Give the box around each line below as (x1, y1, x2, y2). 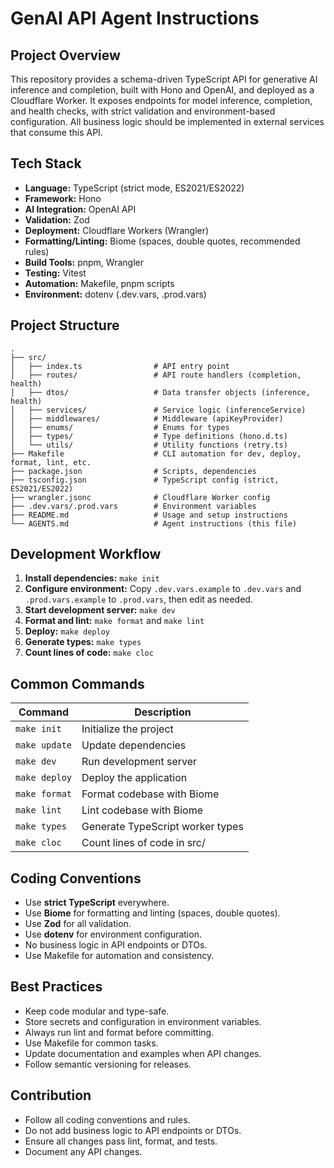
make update (15, 740, 73, 751)
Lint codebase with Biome (81, 803, 204, 817)
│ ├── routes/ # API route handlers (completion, (10, 370, 302, 380)
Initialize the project (81, 722, 174, 736)
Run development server (81, 755, 198, 769)
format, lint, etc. (10, 457, 92, 467)
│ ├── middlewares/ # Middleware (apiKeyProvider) (10, 413, 284, 424)
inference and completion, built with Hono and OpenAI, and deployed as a (10, 84, 315, 96)
